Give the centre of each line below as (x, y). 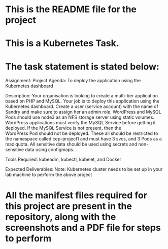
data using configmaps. (50, 150)
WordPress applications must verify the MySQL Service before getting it (80, 123)
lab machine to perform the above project (49, 175)
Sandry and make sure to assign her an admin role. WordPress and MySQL (83, 112)
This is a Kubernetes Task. (62, 43)
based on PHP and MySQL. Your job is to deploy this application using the (82, 101)
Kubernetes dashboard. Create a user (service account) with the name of (82, 106)
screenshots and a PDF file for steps (83, 227)
